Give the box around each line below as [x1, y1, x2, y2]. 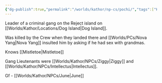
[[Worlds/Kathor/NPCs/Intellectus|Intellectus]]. [5, 63, 98, 69]
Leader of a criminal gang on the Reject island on [5, 20, 103, 26]
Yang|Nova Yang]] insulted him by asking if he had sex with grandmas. [5, 39, 146, 46]
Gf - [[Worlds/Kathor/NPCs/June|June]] [5, 72, 84, 78]
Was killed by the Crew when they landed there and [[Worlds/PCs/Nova [5, 35, 147, 40]
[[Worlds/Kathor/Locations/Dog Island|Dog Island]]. [5, 25, 108, 31]
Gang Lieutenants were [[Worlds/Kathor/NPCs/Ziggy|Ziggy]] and [5, 58, 134, 64]
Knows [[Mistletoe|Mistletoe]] [5, 49, 64, 55]
